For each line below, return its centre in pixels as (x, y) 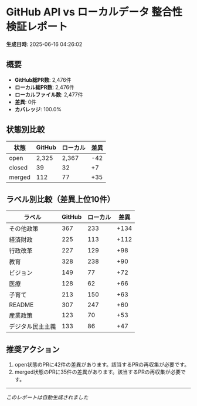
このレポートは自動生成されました (47, 397)
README (21, 305)
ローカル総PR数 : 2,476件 (45, 87)
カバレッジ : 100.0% (38, 109)
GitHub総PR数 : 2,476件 (43, 79)
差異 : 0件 (26, 102)
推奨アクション (33, 349)
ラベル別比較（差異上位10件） (61, 199)
